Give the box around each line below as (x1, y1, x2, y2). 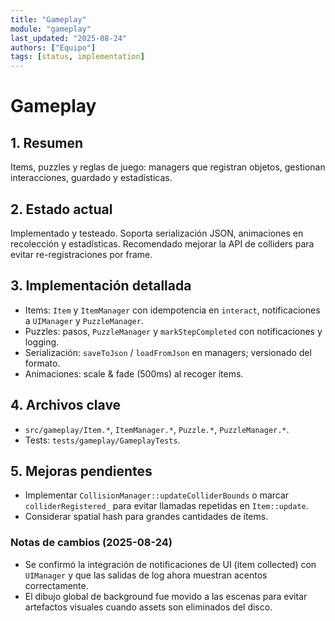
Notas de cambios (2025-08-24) (10, 536, 173, 550)
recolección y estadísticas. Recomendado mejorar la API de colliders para (10, 237, 315, 250)
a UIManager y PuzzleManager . (24, 314, 144, 326)
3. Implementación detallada (10, 277, 192, 295)
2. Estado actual (10, 201, 113, 218)
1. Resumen (10, 134, 84, 151)
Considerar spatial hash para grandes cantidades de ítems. (24, 511, 269, 523)
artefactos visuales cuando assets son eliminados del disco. (24, 601, 273, 613)
